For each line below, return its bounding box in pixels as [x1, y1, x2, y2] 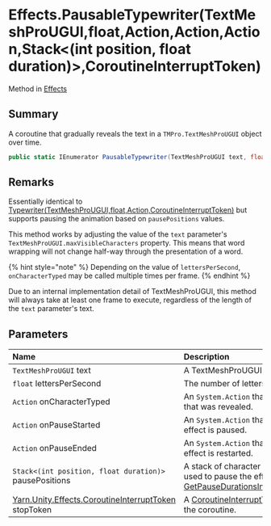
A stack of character [183, 461, 261, 472]
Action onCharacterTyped [12, 396, 110, 407]
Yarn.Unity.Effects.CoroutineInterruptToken [12, 494, 176, 506]
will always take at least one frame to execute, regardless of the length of [8, 295, 252, 305]
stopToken [12, 504, 52, 515]
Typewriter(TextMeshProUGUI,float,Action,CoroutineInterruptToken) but [8, 205, 248, 215]
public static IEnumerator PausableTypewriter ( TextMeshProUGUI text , [8, 153, 248, 161]
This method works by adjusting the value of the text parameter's [8, 229, 227, 239]
